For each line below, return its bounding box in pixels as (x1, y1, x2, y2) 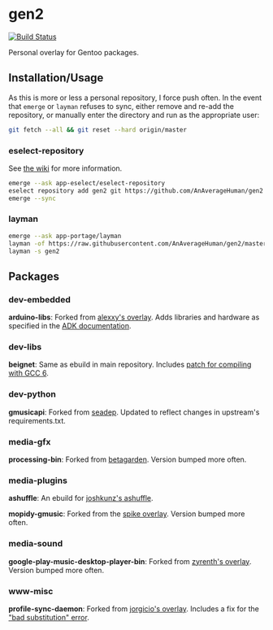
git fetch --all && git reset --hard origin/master (8, 125, 187, 134)
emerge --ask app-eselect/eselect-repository (8, 179, 165, 187)
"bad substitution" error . (8, 612, 89, 622)
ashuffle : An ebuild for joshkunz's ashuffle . (8, 493, 154, 503)
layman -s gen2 (8, 247, 60, 255)
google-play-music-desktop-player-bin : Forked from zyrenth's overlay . (8, 556, 252, 566)
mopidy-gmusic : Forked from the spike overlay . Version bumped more (8, 509, 245, 519)
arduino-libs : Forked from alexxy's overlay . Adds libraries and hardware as (8, 312, 260, 322)
